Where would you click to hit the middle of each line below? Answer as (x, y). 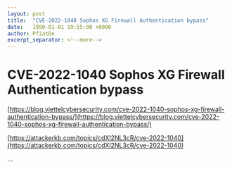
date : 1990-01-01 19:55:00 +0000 (59, 27)
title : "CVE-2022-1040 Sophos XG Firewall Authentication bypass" (108, 20)
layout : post (26, 14)
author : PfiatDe (31, 33)
